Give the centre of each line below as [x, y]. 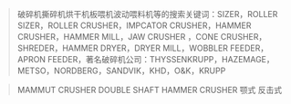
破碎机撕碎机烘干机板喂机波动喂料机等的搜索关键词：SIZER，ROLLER [147, 14]
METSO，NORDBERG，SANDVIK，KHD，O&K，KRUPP [121, 71]
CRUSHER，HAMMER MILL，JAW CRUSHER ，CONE [118, 37]
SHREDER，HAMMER [57, 48]
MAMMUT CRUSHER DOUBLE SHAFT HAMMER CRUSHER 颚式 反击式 [150, 90]
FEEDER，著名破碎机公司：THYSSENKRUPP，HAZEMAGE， [161, 59]
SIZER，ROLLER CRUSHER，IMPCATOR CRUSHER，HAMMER [134, 25]
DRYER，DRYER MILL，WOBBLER [164, 48]
